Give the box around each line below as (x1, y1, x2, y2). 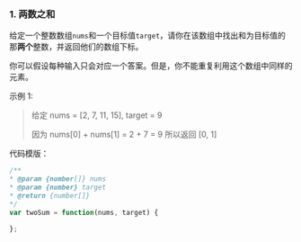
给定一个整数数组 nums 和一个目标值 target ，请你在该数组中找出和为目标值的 (9, 30, 286, 41)
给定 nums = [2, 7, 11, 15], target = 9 (31, 110, 163, 121)
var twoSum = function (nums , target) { (9, 208, 159, 217)
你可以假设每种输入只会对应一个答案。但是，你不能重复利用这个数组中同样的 (9, 60, 293, 71)
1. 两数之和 (9, 7, 56, 20)
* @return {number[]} (9, 191, 91, 200)
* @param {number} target (9, 183, 106, 193)
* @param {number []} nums (9, 175, 106, 184)
